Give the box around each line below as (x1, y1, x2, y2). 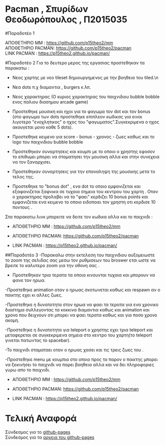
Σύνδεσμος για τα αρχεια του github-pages (5, 434, 95, 440)
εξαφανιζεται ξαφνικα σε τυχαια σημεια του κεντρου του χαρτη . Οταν (12, 188, 159, 194)
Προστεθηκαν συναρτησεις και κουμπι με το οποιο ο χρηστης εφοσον (12, 148, 155, 154)
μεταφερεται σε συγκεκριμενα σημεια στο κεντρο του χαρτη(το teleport (5, 332, 152, 338)
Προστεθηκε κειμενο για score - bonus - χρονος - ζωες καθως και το (12, 134, 155, 139)
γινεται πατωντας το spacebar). (5, 337, 70, 343)
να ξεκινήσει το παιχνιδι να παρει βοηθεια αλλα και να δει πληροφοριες (5, 361, 155, 368)
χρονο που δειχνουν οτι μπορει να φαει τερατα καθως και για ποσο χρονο (5, 312, 158, 318)
